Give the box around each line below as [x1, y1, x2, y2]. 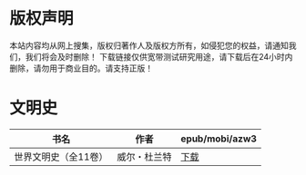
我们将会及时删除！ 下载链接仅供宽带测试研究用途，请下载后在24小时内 [25, 51, 293, 62]
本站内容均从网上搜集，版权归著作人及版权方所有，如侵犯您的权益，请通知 [9, 40, 289, 51]
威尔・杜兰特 [117, 151, 172, 163]
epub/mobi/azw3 [180, 132, 258, 145]
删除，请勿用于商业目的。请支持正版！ [9, 63, 153, 73]
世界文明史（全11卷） [14, 151, 108, 163]
